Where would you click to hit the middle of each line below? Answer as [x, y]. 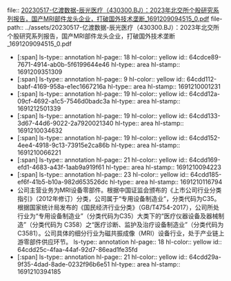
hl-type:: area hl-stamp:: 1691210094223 [164, 167]
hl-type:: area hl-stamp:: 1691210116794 [166, 182]
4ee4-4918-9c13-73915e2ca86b [63, 145]
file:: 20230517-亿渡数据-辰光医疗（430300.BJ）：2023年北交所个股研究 [110, 10]
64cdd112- [202, 79]
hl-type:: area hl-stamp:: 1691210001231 [164, 86]
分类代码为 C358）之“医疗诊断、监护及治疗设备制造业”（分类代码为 [128, 224]
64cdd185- [206, 174]
